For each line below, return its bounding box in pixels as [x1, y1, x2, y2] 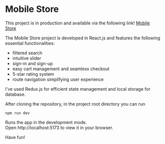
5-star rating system [12, 71, 55, 77]
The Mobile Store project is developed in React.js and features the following [5, 35, 161, 41]
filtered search [12, 50, 43, 56]
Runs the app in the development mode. [5, 119, 87, 125]
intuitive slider [12, 55, 41, 61]
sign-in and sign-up [12, 60, 53, 66]
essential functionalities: [5, 40, 55, 46]
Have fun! [5, 134, 25, 140]
